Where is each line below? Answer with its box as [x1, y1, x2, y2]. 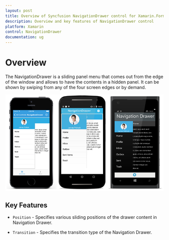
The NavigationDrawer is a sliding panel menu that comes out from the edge [5, 73, 163, 79]
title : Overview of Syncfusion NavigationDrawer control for [5, 13, 136, 19]
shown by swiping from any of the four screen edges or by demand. [5, 84, 146, 90]
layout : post [5, 8, 33, 13]
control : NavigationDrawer [5, 29, 62, 35]
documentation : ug [5, 35, 44, 40]
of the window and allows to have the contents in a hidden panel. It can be [5, 78, 159, 85]
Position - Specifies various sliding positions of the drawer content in [12, 214, 157, 220]
